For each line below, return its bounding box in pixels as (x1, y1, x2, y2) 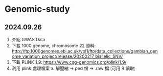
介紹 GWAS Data (11, 37, 46, 42)
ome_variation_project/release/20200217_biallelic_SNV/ (11, 53, 123, 59)
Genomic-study (4, 3, 70, 15)
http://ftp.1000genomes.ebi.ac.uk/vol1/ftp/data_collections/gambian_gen (11, 48, 158, 54)
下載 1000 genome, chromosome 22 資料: (11, 43, 96, 49)
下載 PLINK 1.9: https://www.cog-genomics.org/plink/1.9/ (11, 59, 127, 65)
